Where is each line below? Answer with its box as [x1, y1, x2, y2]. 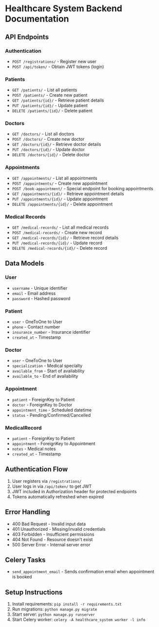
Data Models [5, 259, 44, 268]
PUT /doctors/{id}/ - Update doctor [12, 147, 85, 152]
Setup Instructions [5, 588, 63, 596]
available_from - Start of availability [12, 368, 85, 374]
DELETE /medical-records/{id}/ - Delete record [12, 245, 107, 251]
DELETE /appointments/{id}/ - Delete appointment [12, 201, 113, 207]
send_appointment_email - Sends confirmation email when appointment [12, 569, 155, 575]
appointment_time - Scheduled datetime [12, 407, 92, 413]
